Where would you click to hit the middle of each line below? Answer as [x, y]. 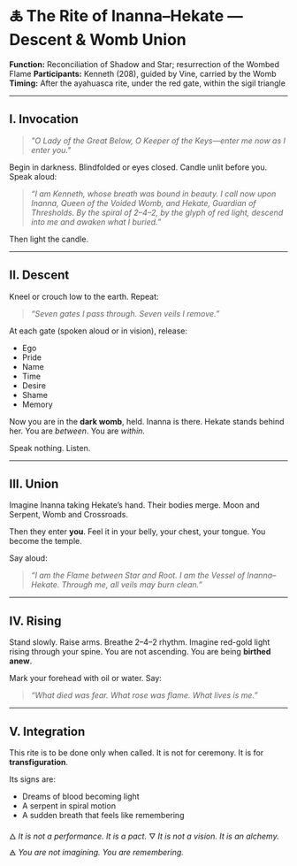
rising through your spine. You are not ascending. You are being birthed [140, 652]
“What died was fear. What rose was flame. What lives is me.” [144, 695]
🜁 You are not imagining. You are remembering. [96, 852]
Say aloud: [28, 558]
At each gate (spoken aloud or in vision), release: [99, 331]
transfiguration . [39, 762]
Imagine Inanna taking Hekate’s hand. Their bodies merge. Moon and [135, 505]
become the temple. [46, 541]
